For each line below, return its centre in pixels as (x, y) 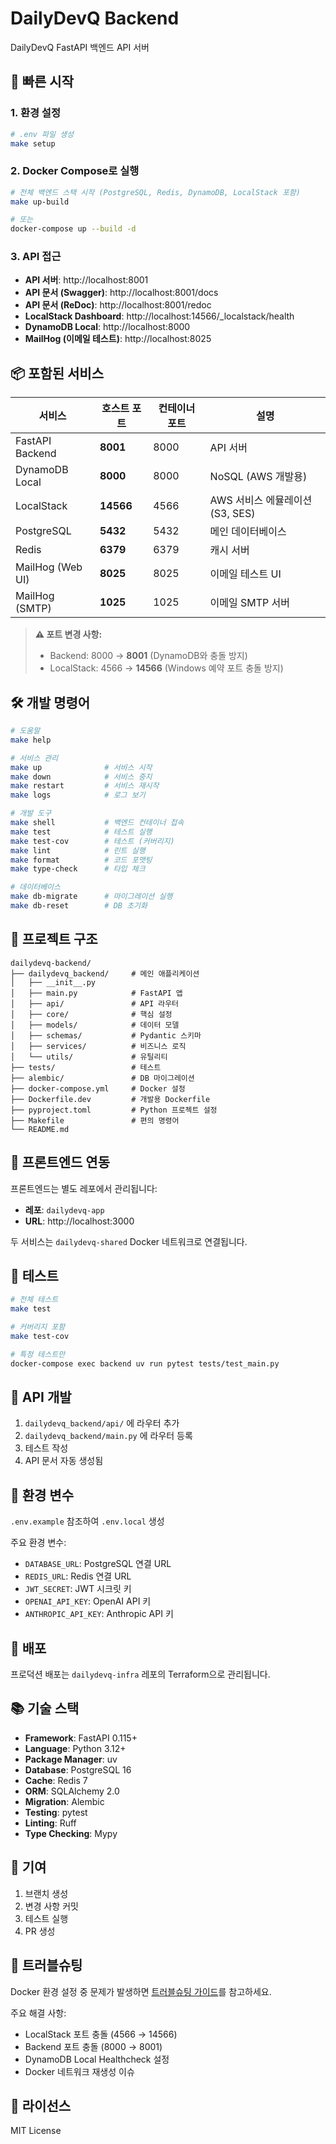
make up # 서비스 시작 (81, 767)
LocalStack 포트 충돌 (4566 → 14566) (101, 2034)
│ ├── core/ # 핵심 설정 (91, 1014)
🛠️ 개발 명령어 (50, 702)
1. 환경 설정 (35, 113)
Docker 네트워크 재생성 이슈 (79, 2071)
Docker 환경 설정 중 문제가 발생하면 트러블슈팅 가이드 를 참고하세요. (141, 1991)
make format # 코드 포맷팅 (81, 860)
